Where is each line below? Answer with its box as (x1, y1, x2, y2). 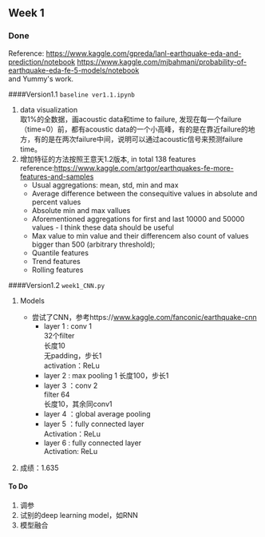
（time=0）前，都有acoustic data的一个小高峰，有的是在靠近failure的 (19, 124, 249, 134)
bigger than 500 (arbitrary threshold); (31, 239, 156, 249)
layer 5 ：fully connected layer (43, 419, 145, 428)
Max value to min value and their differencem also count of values (31, 231, 249, 240)
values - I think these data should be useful (31, 223, 174, 232)
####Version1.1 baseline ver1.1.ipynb (8, 89, 136, 99)
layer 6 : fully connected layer (43, 438, 142, 448)
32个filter (43, 330, 75, 340)
